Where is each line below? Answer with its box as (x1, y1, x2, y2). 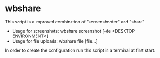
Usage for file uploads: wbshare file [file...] (12, 38, 98, 44)
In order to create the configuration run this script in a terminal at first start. (5, 47, 156, 53)
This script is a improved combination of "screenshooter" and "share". (5, 19, 146, 24)
